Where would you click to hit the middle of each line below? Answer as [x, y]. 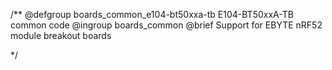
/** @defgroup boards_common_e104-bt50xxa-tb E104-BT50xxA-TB [152, 14]
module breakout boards [61, 35]
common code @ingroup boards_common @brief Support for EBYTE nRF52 [166, 25]
